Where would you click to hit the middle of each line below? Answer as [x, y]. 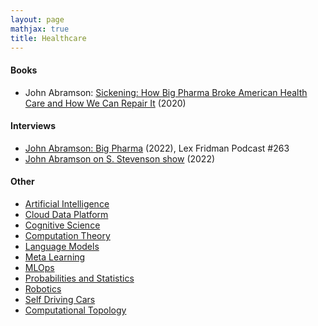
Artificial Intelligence [67, 203]
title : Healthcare [48, 38]
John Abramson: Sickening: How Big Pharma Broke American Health [166, 92]
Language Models [62, 246]
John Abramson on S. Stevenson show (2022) [120, 158]
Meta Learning [55, 257]
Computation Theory [67, 235]
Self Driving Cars [60, 299]
